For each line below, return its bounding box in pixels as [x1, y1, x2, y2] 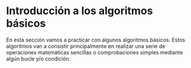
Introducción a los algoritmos [6, 4, 153, 18]
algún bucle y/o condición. [6, 55, 71, 62]
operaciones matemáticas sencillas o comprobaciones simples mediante [6, 48, 183, 56]
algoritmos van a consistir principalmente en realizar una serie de [6, 43, 166, 50]
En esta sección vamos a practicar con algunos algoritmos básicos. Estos [6, 36, 185, 43]
